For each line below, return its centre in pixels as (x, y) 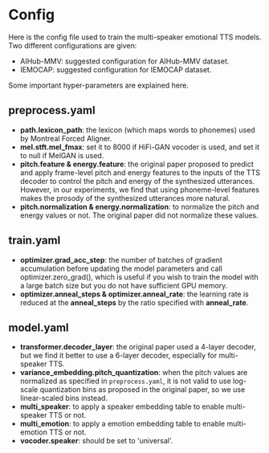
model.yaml (39, 327)
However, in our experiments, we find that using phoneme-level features (139, 190)
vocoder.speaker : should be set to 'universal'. (96, 441)
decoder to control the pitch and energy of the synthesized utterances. (137, 181)
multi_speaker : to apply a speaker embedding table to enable (122, 406)
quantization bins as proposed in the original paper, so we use (143, 390)
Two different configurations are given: (73, 45)
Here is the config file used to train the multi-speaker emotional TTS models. (135, 37)
